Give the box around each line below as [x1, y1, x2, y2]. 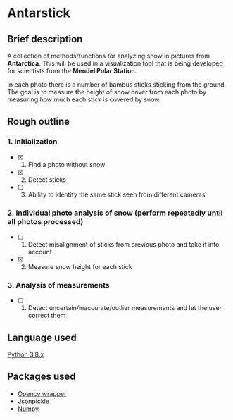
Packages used [7, 371, 76, 383]
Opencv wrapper [17, 389, 67, 397]
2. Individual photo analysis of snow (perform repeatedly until [7, 208, 223, 218]
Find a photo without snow [27, 160, 106, 168]
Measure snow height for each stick [27, 262, 132, 271]
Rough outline [7, 116, 70, 128]
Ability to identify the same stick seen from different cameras [27, 190, 206, 199]
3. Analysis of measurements [7, 280, 111, 290]
